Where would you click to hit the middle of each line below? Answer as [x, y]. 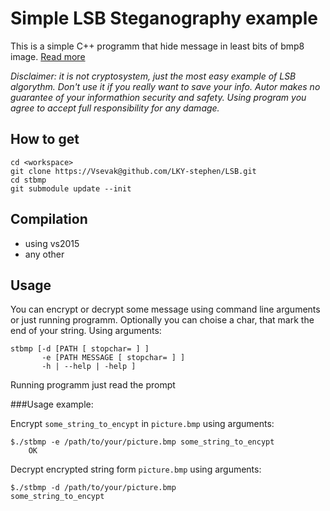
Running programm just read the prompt [93, 385]
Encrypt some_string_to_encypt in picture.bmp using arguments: [142, 424]
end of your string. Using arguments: [86, 331]
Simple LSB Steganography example [164, 18]
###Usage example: [52, 404]
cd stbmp [28, 180]
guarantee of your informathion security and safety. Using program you [158, 97]
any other [44, 254]
